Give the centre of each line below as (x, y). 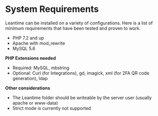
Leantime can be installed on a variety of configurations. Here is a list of (79, 23)
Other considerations (28, 88)
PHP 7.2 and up (28, 38)
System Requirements (52, 9)
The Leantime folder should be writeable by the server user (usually (82, 98)
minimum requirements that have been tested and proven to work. (73, 28)
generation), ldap (30, 78)
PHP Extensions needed (31, 58)
